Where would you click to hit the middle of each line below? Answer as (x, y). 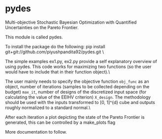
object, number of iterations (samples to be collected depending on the (77, 86)
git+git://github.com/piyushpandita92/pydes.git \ (55, 52)
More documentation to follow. (36, 132)
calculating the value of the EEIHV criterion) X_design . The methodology (78, 97)
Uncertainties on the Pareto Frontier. (42, 27)
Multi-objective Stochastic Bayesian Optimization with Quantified (71, 22)
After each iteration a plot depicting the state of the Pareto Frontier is (75, 117)
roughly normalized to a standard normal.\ (48, 107)
